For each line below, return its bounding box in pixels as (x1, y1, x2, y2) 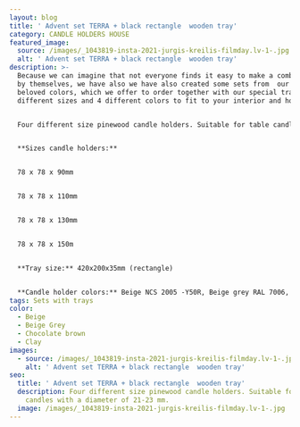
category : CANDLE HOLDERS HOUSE (9, 29, 129, 38)
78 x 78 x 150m (17, 239, 74, 248)
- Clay (17, 337, 42, 347)
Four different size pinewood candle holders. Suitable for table (17, 120, 270, 130)
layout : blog (9, 13, 58, 22)
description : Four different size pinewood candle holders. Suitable (17, 388, 281, 397)
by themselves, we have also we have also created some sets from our (17, 80, 290, 88)
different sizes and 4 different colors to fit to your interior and (17, 96, 281, 105)
